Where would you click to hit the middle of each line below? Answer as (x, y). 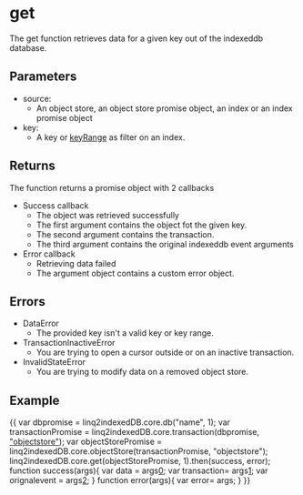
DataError (40, 323)
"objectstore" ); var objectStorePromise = (86, 442)
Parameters (43, 77)
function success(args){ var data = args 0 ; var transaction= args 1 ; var (139, 470)
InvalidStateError (54, 362)
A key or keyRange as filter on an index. (111, 137)
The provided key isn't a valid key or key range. (125, 333)
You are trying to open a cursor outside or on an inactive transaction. (165, 352)
